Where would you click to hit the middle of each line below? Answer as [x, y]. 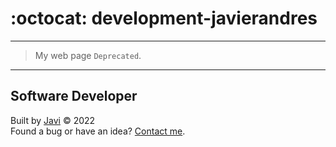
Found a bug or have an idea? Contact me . [98, 131]
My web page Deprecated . [88, 55]
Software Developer [74, 96]
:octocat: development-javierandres [164, 18]
